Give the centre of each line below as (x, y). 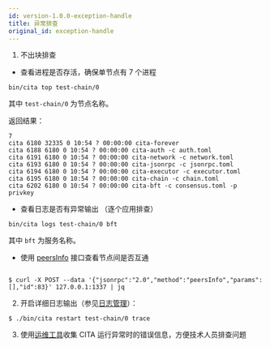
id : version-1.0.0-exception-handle (70, 16)
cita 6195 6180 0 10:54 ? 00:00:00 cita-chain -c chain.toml (114, 179)
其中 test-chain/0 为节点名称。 (61, 104)
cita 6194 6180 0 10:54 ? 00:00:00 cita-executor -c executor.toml (125, 172)
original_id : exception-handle (61, 31)
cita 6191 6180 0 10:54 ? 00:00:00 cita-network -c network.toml (121, 158)
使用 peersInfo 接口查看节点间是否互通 (84, 258)
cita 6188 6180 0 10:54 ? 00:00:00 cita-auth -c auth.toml (110, 151)
